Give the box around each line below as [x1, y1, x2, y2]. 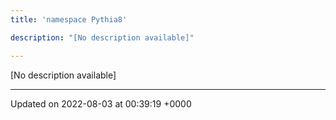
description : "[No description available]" [10, 32, 195, 43]
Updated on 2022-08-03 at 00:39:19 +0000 [10, 97, 192, 110]
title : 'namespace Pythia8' [10, 14, 128, 25]
